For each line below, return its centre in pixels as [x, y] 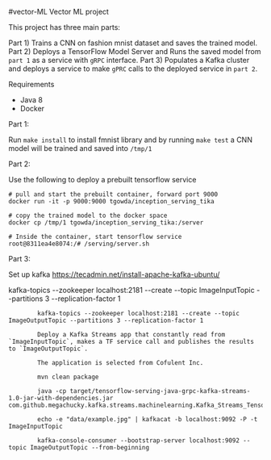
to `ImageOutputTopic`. [48, 349]
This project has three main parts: [65, 27]
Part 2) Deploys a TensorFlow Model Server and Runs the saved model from [135, 51]
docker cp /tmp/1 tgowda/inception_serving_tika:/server [106, 223]
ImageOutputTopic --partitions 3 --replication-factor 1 [106, 320]
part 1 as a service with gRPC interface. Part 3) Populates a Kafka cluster [129, 60]
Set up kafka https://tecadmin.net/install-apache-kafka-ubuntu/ [114, 274]
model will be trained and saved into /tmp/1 [80, 148]
